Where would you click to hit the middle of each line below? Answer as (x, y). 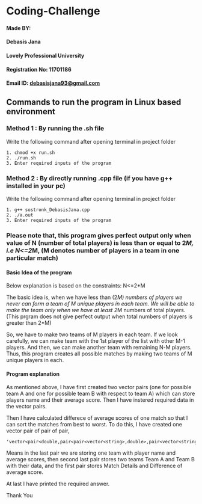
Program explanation (33, 373)
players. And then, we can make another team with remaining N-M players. (99, 348)
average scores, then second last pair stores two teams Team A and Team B (101, 459)
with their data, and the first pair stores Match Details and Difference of (94, 466)
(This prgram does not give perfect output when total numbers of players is (99, 316)
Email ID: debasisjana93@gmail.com (53, 83)
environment (31, 112)
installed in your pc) (36, 186)
